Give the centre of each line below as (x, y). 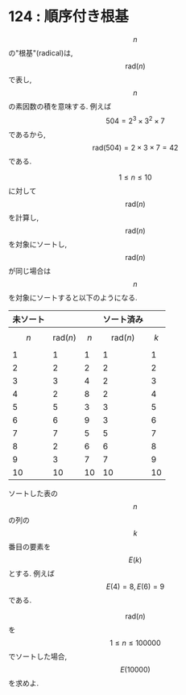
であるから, (27, 134)
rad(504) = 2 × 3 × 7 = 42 (135, 147)
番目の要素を (29, 546)
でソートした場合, (38, 656)
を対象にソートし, (38, 244)
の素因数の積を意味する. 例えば (60, 106)
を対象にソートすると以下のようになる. (73, 297)
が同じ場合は (29, 271)
